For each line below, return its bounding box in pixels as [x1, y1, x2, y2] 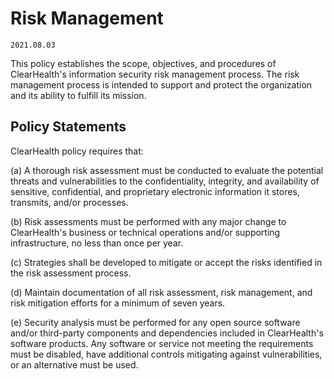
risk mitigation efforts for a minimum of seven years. [10, 297, 226, 309]
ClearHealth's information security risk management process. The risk [10, 68, 300, 80]
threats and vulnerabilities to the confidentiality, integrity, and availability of [10, 175, 320, 187]
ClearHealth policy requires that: [10, 145, 144, 157]
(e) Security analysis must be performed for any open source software [10, 316, 301, 328]
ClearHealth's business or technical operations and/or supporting [10, 226, 281, 238]
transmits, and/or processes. [10, 196, 129, 208]
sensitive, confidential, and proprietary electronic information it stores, [10, 185, 300, 197]
